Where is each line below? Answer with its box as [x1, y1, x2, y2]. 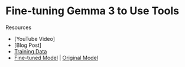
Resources [5, 24, 32, 31]
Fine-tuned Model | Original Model [14, 54, 98, 61]
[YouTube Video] [14, 35, 56, 42]
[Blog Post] [14, 42, 42, 49]
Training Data [14, 47, 47, 55]
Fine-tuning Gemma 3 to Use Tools [5, 4, 180, 18]
